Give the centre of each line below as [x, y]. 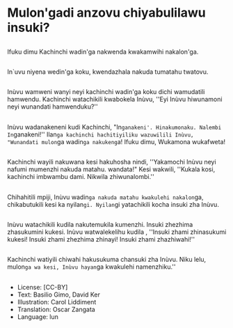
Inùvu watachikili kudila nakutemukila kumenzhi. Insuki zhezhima [100, 224]
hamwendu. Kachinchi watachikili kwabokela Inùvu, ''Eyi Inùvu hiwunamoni [115, 100]
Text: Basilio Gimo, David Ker [59, 295]
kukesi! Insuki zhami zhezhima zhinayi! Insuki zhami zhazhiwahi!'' [101, 239]
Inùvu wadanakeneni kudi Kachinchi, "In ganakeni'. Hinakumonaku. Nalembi [114, 127]
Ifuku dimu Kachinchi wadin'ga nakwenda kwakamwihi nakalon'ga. [103, 52]
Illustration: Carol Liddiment [57, 302]
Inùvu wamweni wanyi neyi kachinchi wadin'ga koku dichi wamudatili [106, 92]
